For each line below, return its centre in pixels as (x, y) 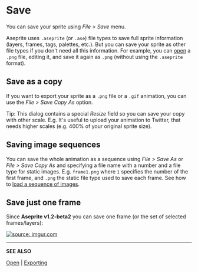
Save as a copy (34, 82)
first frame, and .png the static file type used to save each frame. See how (96, 178)
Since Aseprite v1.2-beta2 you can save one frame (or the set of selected (96, 217)
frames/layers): (24, 223)
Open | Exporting (27, 263)
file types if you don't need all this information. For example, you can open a (98, 50)
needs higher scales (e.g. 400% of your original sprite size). (79, 126)
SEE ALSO (19, 251)
